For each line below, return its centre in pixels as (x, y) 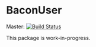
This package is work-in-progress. (48, 38)
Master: (15, 26)
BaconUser (34, 10)
